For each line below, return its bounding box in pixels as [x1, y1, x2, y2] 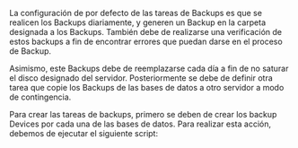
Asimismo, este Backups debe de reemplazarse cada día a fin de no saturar [9, 63, 289, 74]
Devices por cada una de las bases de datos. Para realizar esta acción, [9, 118, 272, 129]
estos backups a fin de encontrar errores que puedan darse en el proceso [9, 36, 283, 47]
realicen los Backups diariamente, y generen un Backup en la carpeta [9, 17, 267, 28]
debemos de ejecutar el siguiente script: [9, 128, 159, 138]
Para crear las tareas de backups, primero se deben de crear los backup [9, 109, 277, 119]
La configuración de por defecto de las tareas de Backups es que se [9, 8, 263, 18]
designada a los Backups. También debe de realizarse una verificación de [9, 27, 283, 37]
